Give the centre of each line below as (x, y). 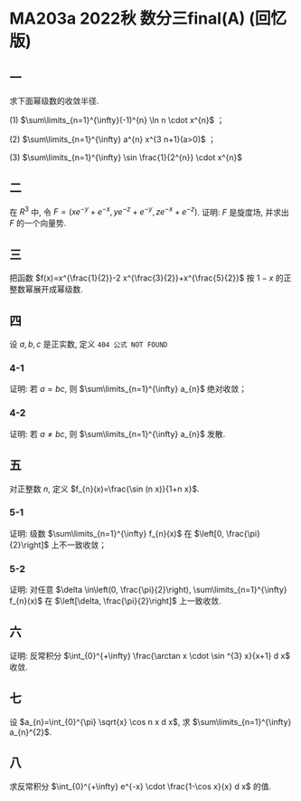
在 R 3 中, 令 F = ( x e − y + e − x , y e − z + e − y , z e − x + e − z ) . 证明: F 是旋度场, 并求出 (149, 211)
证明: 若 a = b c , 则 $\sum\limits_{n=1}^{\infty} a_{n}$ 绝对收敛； (128, 389)
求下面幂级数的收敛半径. (54, 101)
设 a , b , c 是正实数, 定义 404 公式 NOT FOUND (89, 344)
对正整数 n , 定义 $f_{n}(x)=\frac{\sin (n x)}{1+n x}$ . (105, 489)
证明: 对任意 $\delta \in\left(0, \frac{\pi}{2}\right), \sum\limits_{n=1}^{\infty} (148, 590)
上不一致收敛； (79, 545)
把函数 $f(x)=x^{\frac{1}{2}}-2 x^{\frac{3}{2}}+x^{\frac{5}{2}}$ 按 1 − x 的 (147, 278)
